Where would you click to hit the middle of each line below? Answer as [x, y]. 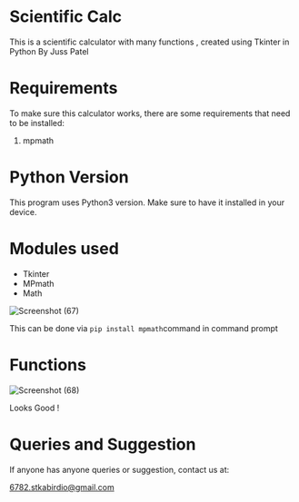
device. [23, 212]
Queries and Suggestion [103, 444]
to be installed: [37, 123]
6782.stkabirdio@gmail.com [62, 487]
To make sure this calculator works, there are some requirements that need [150, 113]
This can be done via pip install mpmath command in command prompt [144, 328]
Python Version [69, 177]
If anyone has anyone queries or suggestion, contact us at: [120, 469]
